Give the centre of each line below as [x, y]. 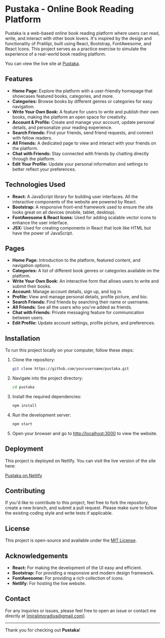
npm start [22, 424]
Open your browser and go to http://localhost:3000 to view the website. [85, 433]
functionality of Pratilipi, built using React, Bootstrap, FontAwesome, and [78, 43]
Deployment [24, 449]
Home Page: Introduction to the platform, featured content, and [76, 260]
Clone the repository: [34, 360]
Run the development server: [41, 415]
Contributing [25, 491]
